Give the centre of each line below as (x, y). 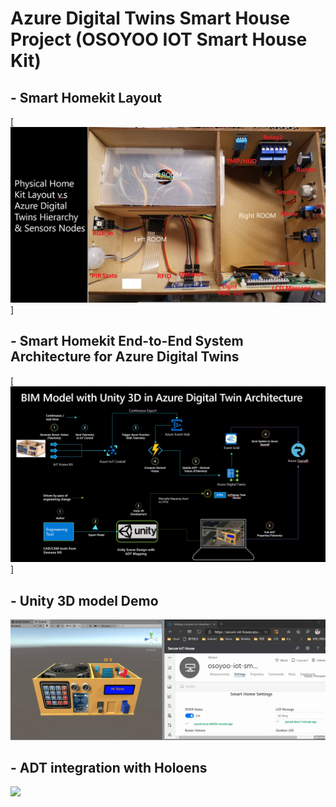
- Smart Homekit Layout (86, 97)
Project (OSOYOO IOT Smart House (159, 39)
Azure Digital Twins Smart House (150, 18)
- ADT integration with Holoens (109, 768)
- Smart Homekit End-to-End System (127, 341)
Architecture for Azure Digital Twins (125, 357)
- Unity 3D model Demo (84, 600)
